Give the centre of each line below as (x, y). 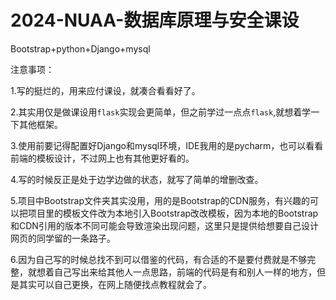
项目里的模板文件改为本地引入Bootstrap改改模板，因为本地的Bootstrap (173, 213)
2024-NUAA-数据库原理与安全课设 (155, 20)
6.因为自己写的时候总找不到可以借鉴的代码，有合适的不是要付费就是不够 (159, 259)
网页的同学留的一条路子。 (63, 238)
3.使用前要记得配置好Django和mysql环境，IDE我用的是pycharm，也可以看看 (167, 145)
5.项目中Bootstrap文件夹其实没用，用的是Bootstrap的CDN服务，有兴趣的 (160, 200)
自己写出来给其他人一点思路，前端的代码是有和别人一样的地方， (185, 272)
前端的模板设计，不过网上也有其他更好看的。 (102, 158)
